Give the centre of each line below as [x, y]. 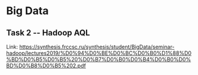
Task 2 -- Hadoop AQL [48, 33]
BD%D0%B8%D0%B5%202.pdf [46, 66]
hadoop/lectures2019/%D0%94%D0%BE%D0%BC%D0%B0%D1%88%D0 [99, 53]
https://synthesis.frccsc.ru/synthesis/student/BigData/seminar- [97, 47]
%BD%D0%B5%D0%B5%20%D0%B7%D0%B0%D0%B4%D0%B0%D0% [99, 59]
